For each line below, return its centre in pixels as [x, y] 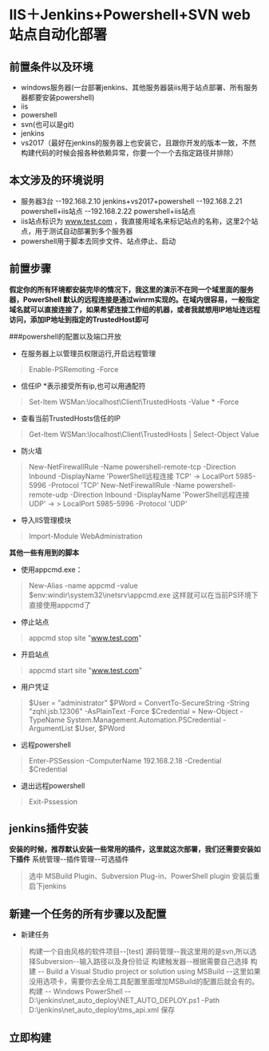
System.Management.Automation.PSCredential [144, 720]
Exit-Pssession [53, 801]
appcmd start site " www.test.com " [85, 670]
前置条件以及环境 [51, 67]
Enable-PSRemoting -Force [73, 369]
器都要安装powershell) [57, 97]
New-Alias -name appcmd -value [83, 585]
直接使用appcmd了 [59, 605]
